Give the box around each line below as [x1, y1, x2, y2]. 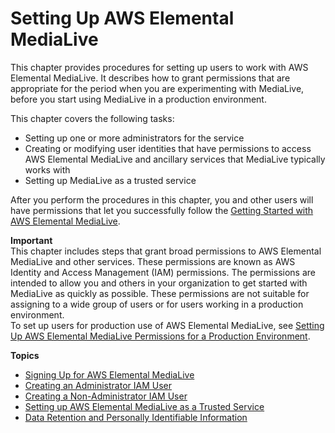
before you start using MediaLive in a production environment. [10, 93, 267, 105]
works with [24, 163, 71, 176]
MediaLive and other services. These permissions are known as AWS [10, 255, 296, 267]
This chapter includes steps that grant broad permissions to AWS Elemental [10, 245, 322, 257]
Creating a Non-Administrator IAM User [24, 390, 188, 402]
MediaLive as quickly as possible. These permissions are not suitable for [10, 287, 310, 299]
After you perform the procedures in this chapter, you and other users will [10, 193, 314, 206]
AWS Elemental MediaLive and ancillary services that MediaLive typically [24, 153, 326, 165]
